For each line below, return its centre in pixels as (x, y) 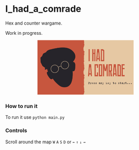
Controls (16, 131)
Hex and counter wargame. (34, 23)
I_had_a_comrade (43, 9)
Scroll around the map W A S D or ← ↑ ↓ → (45, 142)
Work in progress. (24, 33)
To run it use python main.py (35, 117)
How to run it (21, 106)
